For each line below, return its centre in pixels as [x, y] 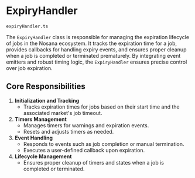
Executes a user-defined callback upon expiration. [84, 150]
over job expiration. [29, 68]
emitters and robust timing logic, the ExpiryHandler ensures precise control [97, 62]
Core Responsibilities [46, 87]
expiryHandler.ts [27, 26]
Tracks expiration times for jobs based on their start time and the [101, 107]
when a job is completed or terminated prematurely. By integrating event [93, 55]
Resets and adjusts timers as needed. [69, 131]
